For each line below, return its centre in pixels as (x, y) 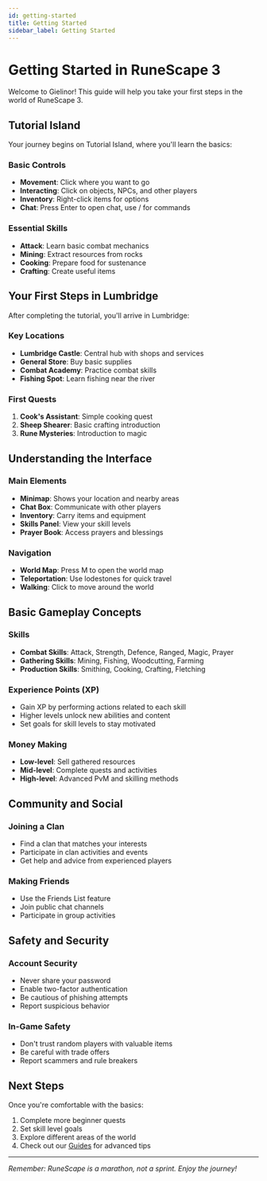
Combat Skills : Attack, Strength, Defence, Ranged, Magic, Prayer (127, 652)
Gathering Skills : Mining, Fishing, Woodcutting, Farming (112, 661)
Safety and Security (59, 940)
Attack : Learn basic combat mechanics (84, 246)
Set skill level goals (51, 1129)
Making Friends (39, 881)
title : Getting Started (48, 23)
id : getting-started (43, 16)
